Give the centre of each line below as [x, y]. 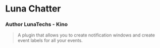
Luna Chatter [33, 9]
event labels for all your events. [50, 40]
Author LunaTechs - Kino [37, 24]
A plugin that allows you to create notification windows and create [86, 35]
